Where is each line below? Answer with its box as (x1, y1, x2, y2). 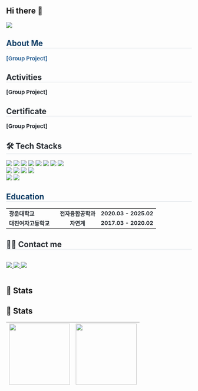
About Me (6, 38, 43, 49)
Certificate (6, 106, 47, 116)
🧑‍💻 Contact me (6, 239, 62, 249)
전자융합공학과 (60, 209, 96, 218)
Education (6, 192, 45, 202)
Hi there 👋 (6, 6, 43, 16)
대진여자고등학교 (8, 219, 50, 228)
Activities (6, 72, 42, 83)
